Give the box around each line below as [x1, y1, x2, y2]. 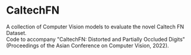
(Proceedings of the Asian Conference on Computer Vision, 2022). [6, 42, 169, 49]
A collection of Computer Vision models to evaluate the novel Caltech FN [6, 23, 184, 30]
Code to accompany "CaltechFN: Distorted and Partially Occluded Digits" [6, 35, 186, 43]
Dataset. [6, 29, 27, 36]
